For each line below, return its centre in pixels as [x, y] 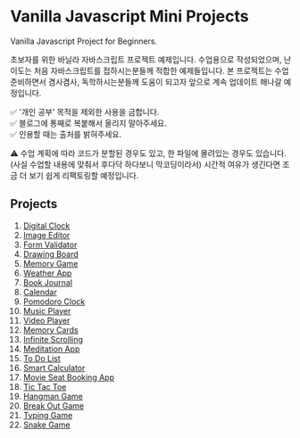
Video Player [46, 320]
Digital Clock [46, 226]
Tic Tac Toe [45, 386]
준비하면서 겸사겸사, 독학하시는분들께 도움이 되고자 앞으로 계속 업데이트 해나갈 [146, 81]
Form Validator [50, 244]
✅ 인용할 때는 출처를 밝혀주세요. [66, 134]
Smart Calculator [54, 368]
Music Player [47, 310]
